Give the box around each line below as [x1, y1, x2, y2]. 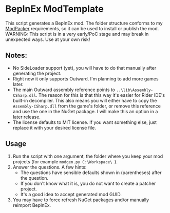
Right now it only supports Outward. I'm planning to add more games [12, 75, 159, 82]
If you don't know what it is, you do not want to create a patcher [20, 180, 156, 186]
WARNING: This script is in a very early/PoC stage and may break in [5, 31, 149, 37]
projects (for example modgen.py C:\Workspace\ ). [12, 158, 118, 164]
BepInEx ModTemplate [5, 3, 104, 15]
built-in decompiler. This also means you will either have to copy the [12, 97, 157, 103]
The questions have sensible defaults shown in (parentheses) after [20, 169, 162, 176]
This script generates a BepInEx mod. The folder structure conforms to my [5, 20, 163, 26]
